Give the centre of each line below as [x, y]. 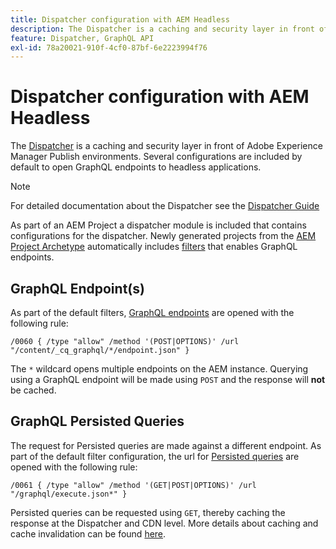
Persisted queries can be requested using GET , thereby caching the [148, 512]
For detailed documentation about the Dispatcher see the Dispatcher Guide [165, 206]
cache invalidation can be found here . [88, 533]
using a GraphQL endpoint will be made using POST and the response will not [168, 379]
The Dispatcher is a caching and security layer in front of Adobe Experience [166, 146]
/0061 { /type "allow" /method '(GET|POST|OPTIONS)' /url [133, 485]
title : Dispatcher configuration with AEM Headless [120, 19]
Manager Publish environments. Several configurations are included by [156, 157]
